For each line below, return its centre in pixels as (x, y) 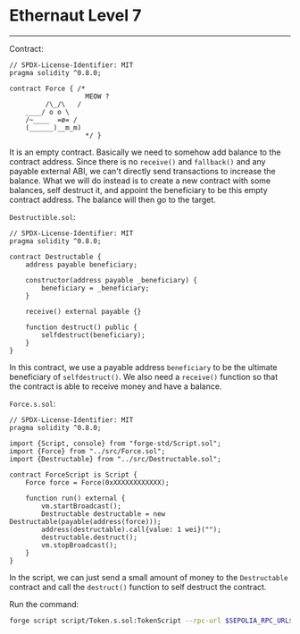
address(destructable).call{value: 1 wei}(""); (131, 529)
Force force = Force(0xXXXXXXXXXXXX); (97, 482)
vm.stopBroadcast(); (79, 545)
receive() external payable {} (83, 311)
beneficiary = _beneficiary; (96, 288)
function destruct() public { (82, 327)
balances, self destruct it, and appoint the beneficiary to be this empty (138, 190)
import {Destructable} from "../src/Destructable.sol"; (115, 459)
